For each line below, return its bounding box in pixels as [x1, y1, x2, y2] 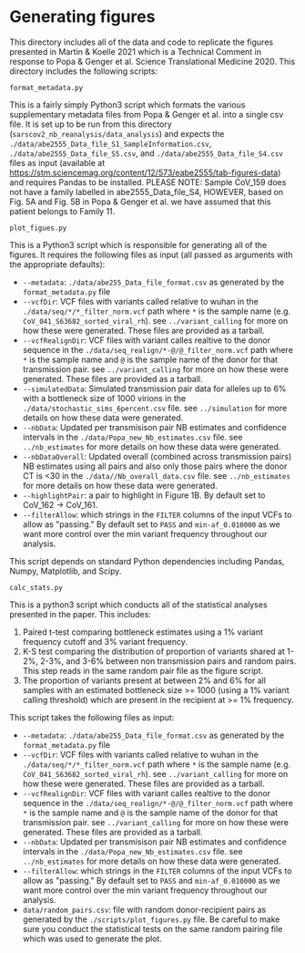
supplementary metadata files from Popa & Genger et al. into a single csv [9, 109, 284, 119]
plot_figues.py [9, 223, 67, 233]
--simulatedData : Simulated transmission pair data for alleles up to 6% [22, 383, 287, 394]
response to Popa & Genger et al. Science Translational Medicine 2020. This [9, 56, 296, 67]
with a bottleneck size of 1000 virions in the [22, 392, 187, 403]
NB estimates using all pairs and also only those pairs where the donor [22, 461, 288, 471]
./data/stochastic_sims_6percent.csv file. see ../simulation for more [22, 402, 288, 413]
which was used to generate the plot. [22, 933, 162, 944]
